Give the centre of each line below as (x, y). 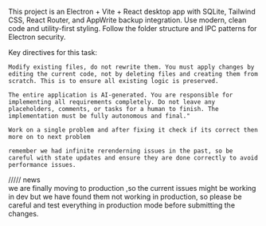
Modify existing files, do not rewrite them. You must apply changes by (131, 67)
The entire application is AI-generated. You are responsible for (121, 95)
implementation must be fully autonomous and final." (100, 116)
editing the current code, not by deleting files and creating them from (133, 74)
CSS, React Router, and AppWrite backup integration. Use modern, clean (127, 20)
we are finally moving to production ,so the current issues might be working (132, 188)
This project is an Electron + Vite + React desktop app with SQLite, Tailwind (132, 12)
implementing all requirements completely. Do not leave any (112, 102)
